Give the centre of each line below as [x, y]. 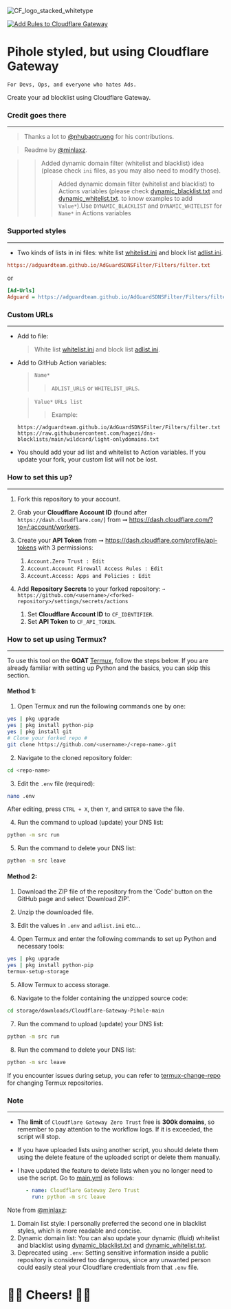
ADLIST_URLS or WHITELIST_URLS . [95, 388]
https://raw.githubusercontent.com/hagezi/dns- [86, 433]
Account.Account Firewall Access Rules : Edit [95, 569]
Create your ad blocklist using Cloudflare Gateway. [79, 97]
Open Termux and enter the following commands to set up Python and [117, 939]
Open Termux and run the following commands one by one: [101, 706]
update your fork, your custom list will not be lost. [87, 459]
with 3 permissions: [66, 548]
